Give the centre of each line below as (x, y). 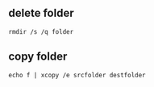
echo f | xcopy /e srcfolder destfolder (77, 75)
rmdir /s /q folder (41, 31)
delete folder (41, 13)
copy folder (38, 57)
